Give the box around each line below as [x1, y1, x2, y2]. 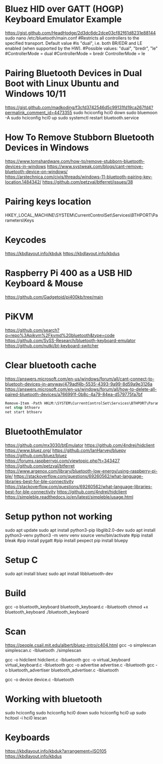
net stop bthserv [5, 405, 40, 410]
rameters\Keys [5, 217, 34, 223]
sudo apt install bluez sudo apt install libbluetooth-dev [5, 571, 114, 577]
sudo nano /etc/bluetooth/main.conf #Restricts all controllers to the [5, 35, 140, 41]
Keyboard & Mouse [5, 278, 83, 289]
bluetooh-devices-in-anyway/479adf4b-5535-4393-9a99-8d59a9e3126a [5, 381, 153, 387]
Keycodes [5, 234, 47, 245]
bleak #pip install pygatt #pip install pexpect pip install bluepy [5, 538, 129, 543]
